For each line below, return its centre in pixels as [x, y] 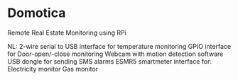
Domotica [37, 13]
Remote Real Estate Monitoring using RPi [67, 33]
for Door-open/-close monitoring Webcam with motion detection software [115, 54]
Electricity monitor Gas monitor [53, 69]
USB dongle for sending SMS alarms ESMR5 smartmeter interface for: [109, 61]
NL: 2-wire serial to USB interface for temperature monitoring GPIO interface [119, 46]
